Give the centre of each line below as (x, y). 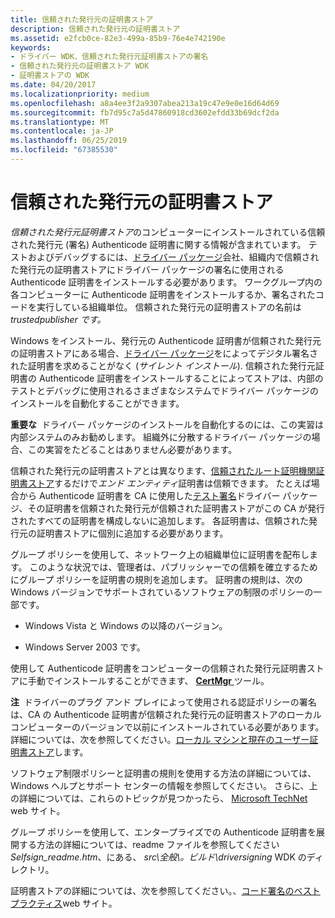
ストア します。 (58, 752)
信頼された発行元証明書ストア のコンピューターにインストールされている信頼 (168, 232)
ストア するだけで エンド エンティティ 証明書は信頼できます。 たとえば (169, 483)
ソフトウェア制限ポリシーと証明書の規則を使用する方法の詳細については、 (163, 773)
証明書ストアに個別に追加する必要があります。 (132, 533)
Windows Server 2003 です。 (85, 647)
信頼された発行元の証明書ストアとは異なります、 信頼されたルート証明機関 (163, 470)
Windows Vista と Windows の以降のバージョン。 (126, 625)
